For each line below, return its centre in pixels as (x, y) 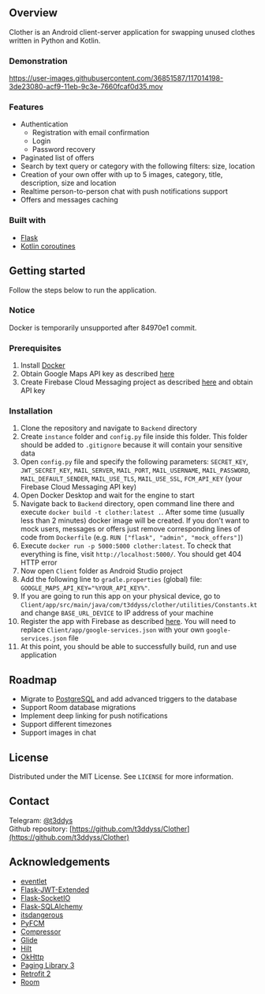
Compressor (41, 932)
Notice (22, 310)
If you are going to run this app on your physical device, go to (120, 596)
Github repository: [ (41, 829)
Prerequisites (35, 348)
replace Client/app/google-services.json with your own (112, 630)
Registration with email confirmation (91, 133)
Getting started (47, 271)
